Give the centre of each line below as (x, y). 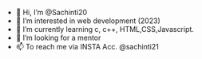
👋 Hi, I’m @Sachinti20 (51, 12)
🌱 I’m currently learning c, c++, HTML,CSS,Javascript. (105, 29)
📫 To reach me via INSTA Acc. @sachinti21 (87, 47)
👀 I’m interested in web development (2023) (88, 21)
